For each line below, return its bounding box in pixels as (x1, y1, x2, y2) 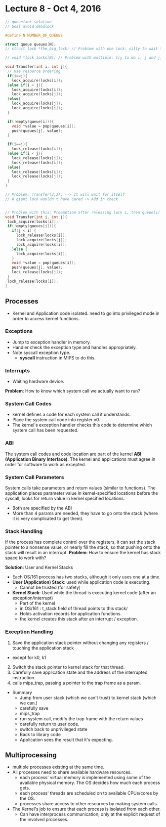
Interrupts (5, 367, 30, 374)
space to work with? (5, 555, 46, 561)
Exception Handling (5, 628, 53, 635)
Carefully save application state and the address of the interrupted (12, 669, 148, 675)
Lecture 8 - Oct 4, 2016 (5, 3, 101, 14)
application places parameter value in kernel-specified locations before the (5, 490, 158, 496)
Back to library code (19, 731, 61, 737)
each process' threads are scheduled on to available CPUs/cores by (19, 790, 159, 796)
